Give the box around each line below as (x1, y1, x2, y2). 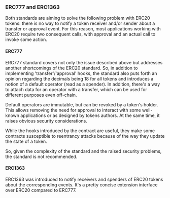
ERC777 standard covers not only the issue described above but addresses (5, 59, 163, 65)
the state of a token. (5, 138, 47, 144)
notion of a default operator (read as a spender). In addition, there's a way (5, 81, 160, 87)
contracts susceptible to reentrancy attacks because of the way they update (5, 133, 165, 139)
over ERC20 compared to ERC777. (5, 187, 77, 193)
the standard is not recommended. (5, 153, 78, 160)
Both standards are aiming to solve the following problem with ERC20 (5, 15, 150, 21)
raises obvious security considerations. (5, 117, 88, 124)
